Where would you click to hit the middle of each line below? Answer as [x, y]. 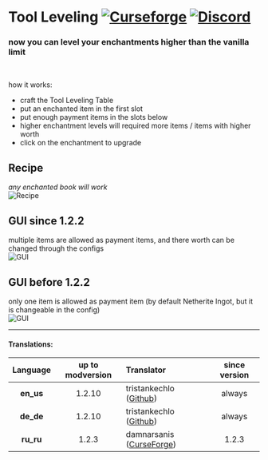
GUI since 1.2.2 [46, 221]
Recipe [26, 168]
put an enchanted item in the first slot [81, 109]
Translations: [31, 344]
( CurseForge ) [151, 445]
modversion [89, 375]
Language [32, 370]
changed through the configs [56, 248]
